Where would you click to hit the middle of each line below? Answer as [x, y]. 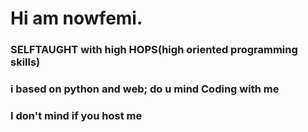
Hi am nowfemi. [76, 18]
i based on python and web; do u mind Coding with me [145, 89]
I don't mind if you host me [76, 115]
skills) [25, 62]
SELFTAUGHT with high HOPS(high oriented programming [154, 50]
